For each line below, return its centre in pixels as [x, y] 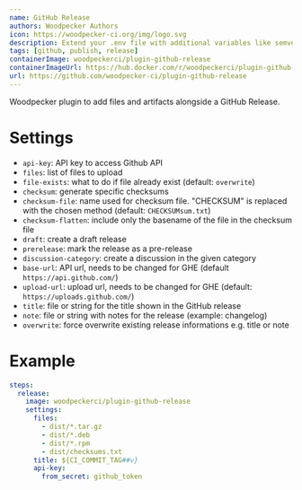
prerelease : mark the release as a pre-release [107, 249]
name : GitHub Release [50, 17]
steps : [22, 385]
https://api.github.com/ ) [70, 277]
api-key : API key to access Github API [93, 162]
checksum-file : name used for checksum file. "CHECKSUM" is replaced [155, 201]
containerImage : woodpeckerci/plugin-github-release [110, 59]
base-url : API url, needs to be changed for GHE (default [125, 267]
